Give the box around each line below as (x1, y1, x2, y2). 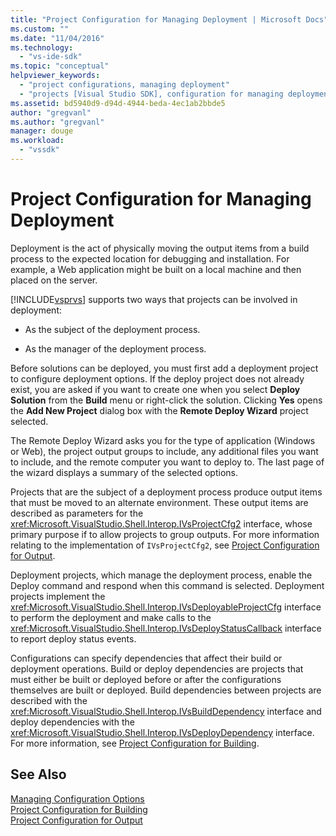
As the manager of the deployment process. (24, 342, 207, 355)
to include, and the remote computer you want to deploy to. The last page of (10, 456, 325, 468)
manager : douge (10, 126, 74, 136)
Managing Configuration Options (10, 792, 145, 805)
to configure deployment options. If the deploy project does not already (10, 372, 305, 385)
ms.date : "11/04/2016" (10, 33, 105, 43)
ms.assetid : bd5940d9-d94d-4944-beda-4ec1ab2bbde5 (10, 98, 226, 108)
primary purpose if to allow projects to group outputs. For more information (10, 528, 320, 540)
